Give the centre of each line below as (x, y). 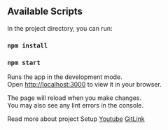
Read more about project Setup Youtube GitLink (76, 119)
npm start (24, 63)
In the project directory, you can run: (60, 28)
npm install (28, 45)
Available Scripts (45, 12)
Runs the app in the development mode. (65, 77)
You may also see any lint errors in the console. (75, 106)
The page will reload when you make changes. (75, 98)
